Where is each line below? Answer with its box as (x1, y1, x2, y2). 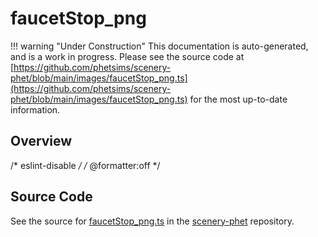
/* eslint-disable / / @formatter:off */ (10, 159, 161, 171)
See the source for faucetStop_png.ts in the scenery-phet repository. (10, 215, 295, 227)
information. (10, 103, 61, 116)
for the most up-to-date (189, 93, 288, 105)
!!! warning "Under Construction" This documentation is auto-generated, (10, 40, 309, 52)
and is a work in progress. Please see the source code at (10, 50, 245, 62)
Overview (10, 133, 73, 150)
